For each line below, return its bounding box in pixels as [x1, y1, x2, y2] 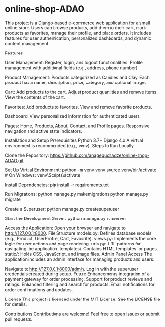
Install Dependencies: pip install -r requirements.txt [5, 182, 109, 188]
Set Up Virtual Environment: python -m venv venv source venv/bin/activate [5, 167, 157, 173]
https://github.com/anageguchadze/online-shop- [50, 152, 150, 158]
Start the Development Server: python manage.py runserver [5, 215, 127, 221]
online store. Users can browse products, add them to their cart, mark [5, 25, 146, 30]
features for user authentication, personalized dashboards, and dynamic [5, 35, 151, 41]
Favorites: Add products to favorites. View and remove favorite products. [5, 104, 152, 109]
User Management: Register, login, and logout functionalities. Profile [5, 59, 143, 65]
